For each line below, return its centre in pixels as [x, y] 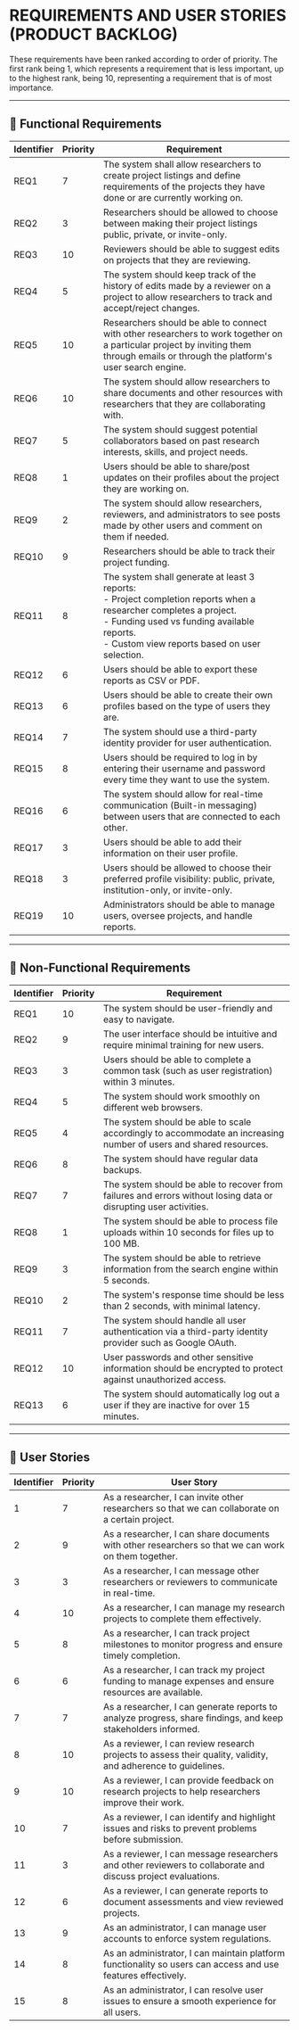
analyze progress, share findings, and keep [194, 1718]
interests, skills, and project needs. [176, 451]
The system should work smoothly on [182, 1096]
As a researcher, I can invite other [174, 1498]
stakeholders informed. [152, 1729]
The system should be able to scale [178, 1122]
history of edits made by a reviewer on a [187, 285]
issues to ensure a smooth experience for [190, 2001]
